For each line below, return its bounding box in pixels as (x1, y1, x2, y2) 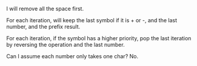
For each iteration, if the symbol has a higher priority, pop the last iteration (6, 35, 192, 41)
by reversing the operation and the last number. (6, 41, 125, 48)
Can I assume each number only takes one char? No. (6, 53, 138, 59)
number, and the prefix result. (6, 23, 81, 30)
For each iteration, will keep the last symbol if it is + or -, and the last (6, 17, 178, 23)
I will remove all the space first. (6, 5, 84, 12)
